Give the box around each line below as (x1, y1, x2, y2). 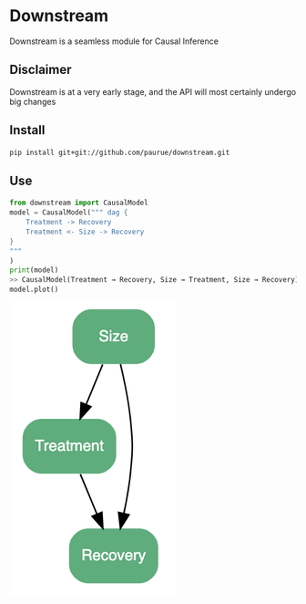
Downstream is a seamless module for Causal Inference (9, 36, 219, 47)
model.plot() (9, 285, 59, 295)
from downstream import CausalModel (9, 198, 148, 208)
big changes (9, 96, 56, 107)
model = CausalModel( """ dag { (9, 208, 128, 217)
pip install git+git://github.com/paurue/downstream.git (9, 148, 230, 157)
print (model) (9, 266, 59, 275)
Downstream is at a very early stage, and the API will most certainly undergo (9, 86, 297, 97)
